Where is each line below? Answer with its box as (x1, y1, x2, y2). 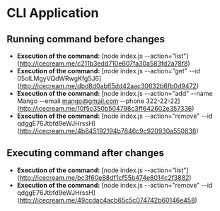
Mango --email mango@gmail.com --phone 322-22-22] (16, 97, 180, 105)
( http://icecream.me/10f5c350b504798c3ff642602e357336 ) (16, 104, 195, 112)
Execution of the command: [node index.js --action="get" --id (16, 67, 201, 75)
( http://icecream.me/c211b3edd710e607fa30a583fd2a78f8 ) (16, 59, 190, 68)
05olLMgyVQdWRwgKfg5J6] (16, 74, 102, 83)
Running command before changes (6, 33, 166, 45)
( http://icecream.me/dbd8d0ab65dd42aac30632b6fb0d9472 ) (16, 82, 199, 90)
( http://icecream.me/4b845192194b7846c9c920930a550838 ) (16, 127, 199, 135)
